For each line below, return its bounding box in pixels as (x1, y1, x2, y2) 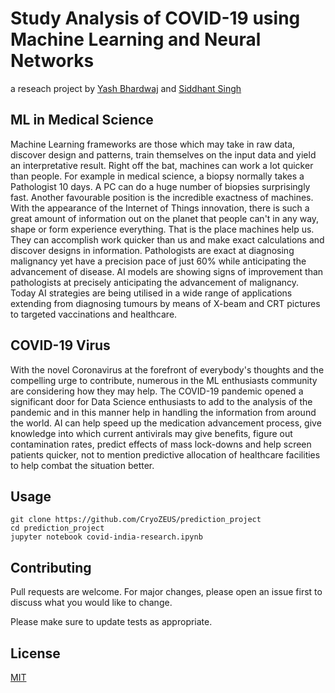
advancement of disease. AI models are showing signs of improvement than (10, 265, 324, 277)
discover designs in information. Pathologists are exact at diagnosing (10, 244, 295, 256)
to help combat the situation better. (10, 459, 155, 471)
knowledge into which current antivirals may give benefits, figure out (10, 427, 293, 439)
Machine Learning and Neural (10, 28, 262, 51)
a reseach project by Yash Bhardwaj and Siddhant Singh (10, 82, 242, 94)
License (10, 645, 61, 662)
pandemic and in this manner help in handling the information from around (10, 406, 317, 418)
